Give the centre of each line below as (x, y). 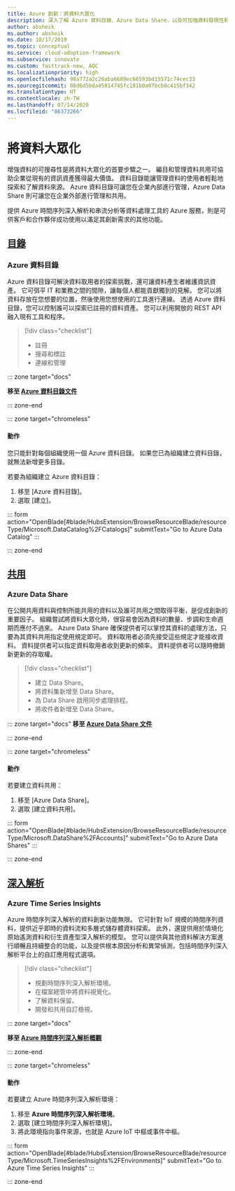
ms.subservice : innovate (43, 60)
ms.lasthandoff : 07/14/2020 (48, 105)
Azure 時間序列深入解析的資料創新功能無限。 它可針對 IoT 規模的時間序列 (113, 920)
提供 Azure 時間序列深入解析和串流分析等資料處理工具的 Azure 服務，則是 (114, 210)
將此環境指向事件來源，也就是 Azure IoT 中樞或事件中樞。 (100, 1132)
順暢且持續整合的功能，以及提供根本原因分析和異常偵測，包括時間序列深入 (120, 946)
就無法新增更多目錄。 (38, 462)
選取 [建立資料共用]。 (48, 809)
